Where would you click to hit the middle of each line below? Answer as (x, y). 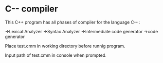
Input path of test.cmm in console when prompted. (56, 55)
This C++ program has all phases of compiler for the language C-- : (73, 22)
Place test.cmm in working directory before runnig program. (65, 46)
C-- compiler (32, 9)
